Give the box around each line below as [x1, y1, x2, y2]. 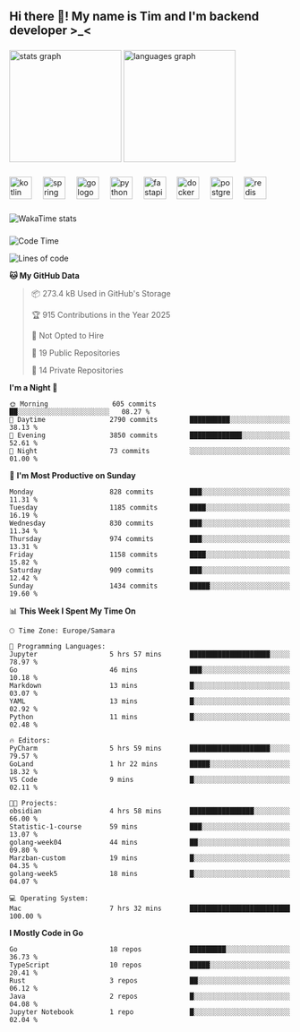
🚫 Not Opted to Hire [30, 331, 105, 341]
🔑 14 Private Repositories [30, 365, 124, 376]
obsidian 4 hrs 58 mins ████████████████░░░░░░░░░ [9, 807, 291, 816]
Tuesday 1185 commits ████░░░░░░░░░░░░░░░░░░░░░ [9, 503, 291, 512]
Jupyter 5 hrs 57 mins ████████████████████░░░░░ [9, 650, 291, 659]
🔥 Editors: [9, 736, 51, 745]
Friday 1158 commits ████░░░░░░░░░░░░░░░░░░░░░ [9, 550, 291, 560]
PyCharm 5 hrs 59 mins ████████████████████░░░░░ [9, 744, 291, 753]
